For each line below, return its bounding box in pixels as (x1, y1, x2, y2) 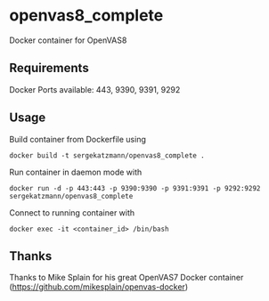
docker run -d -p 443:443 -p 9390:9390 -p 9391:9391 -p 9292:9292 (9, 183, 261, 192)
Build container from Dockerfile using (9, 134, 147, 144)
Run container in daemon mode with (9, 167, 143, 177)
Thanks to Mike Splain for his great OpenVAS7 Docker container (9, 273, 244, 283)
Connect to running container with (9, 207, 135, 218)
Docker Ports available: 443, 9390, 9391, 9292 (9, 84, 181, 94)
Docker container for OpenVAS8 (9, 35, 127, 45)
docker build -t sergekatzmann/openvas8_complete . (9, 150, 205, 160)
